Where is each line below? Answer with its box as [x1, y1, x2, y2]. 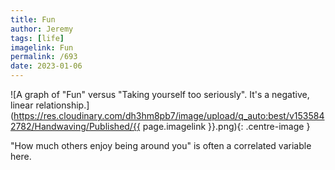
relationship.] [35, 99, 90, 111]
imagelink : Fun [10, 42, 74, 53]
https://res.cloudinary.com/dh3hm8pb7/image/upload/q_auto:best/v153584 [13, 110, 325, 121]
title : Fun [10, 14, 56, 25]
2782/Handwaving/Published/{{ [10, 121, 141, 132]
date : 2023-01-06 [10, 61, 83, 71]
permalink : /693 [10, 52, 78, 62]
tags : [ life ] [10, 33, 65, 43]
